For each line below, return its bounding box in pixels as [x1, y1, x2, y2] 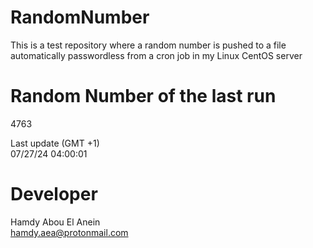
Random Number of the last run [10, 85, 277, 108]
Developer [10, 183, 98, 206]
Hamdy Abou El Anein [10, 216, 101, 228]
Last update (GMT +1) [10, 137, 100, 149]
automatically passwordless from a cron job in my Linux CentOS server [10, 49, 303, 61]
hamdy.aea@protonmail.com [10, 226, 129, 238]
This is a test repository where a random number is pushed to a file [10, 39, 287, 51]
